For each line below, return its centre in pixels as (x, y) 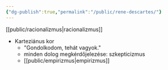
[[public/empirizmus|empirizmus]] (67, 60)
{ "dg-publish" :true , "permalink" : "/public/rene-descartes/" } (84, 12)
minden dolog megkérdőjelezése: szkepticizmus (84, 54)
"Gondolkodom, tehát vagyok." (62, 47)
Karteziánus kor (34, 41)
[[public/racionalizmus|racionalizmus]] (54, 29)
